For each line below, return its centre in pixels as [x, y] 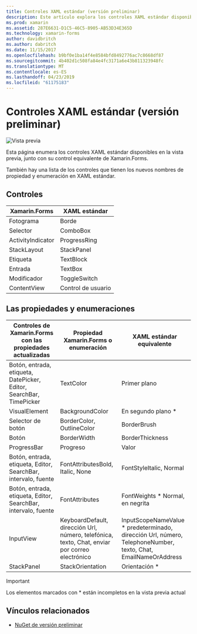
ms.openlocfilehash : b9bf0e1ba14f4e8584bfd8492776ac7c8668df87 [85, 55]
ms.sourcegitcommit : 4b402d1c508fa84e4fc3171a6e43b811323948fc [85, 61]
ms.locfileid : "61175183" [38, 83]
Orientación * [140, 566]
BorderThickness [145, 437]
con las [32, 340]
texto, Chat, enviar [85, 542]
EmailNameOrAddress [152, 557]
